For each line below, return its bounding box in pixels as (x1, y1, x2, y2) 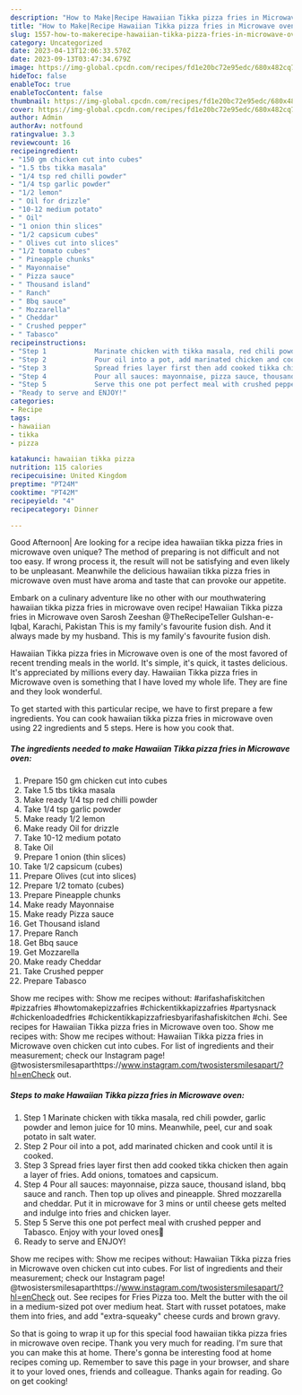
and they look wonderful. (10, 686, 102, 697)
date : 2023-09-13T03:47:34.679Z (10, 55, 131, 64)
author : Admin (10, 113, 64, 122)
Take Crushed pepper (22, 966, 104, 977)
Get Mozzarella (22, 947, 80, 958)
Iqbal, (10, 621, 31, 632)
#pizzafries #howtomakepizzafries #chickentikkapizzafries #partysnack (10, 1002, 277, 1014)
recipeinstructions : (10, 338, 88, 347)
